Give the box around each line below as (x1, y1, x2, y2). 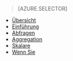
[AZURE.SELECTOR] (17, 5, 68, 12)
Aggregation (11, 36, 43, 42)
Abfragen (11, 29, 36, 36)
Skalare (11, 42, 31, 49)
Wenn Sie (11, 48, 36, 56)
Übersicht (11, 17, 36, 23)
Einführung (11, 23, 40, 30)
